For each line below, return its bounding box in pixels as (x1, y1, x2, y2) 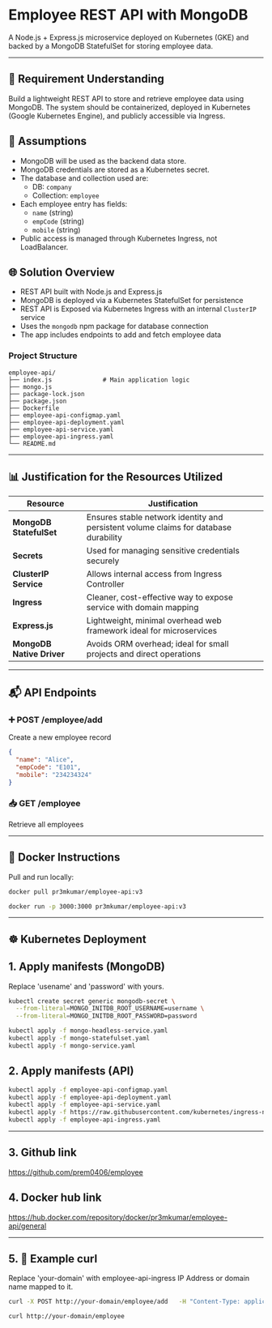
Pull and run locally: (8, 872, 74, 882)
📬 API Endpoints (8, 685, 97, 699)
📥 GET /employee (8, 798, 81, 809)
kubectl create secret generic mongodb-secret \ (8, 997, 176, 1006)
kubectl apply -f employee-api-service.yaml (8, 1100, 161, 1109)
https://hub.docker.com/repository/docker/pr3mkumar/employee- (8, 1212, 228, 1222)
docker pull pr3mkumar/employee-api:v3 (8, 887, 143, 896)
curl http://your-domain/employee (8, 1313, 125, 1321)
